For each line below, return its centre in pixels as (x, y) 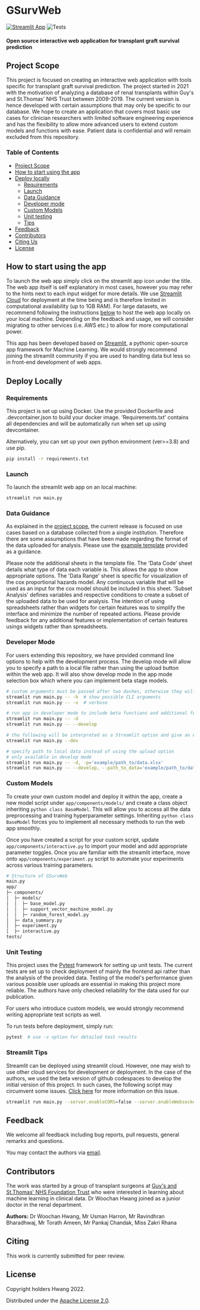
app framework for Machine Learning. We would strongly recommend (92, 350)
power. (15, 332)
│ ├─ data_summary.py (34, 920)
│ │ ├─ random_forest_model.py (48, 914)
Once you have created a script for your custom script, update (83, 839)
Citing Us (26, 242)
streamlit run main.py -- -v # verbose (57, 702)
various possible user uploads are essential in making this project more (93, 984)
